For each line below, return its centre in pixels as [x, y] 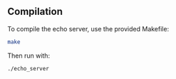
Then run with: [29, 56]
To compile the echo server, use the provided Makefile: [88, 28]
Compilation [35, 12]
